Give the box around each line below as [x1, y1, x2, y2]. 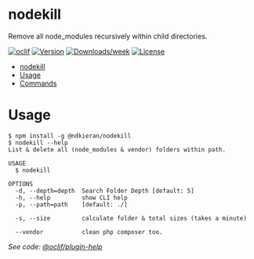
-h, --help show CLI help [15, 194, 128, 202]
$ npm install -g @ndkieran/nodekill [8, 132, 132, 140]
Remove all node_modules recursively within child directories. [8, 31, 208, 41]
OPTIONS [8, 180, 34, 188]
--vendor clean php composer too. [15, 228, 163, 236]
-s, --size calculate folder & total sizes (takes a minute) [15, 214, 247, 222]
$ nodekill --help [8, 139, 68, 147]
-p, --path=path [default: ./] [15, 200, 128, 209]
